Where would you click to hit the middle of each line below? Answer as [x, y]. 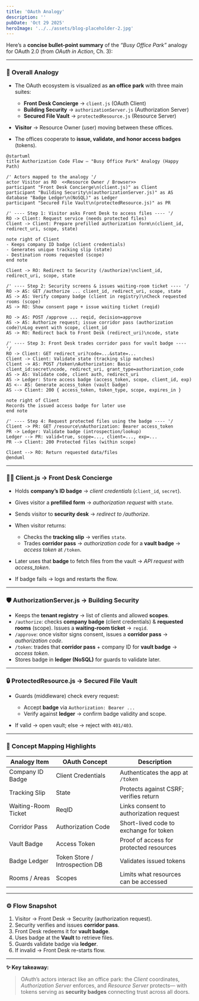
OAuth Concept [85, 762]
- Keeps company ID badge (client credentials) [66, 244]
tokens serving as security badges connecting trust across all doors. [105, 992]
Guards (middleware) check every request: [67, 696]
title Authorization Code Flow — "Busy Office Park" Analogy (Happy [92, 161]
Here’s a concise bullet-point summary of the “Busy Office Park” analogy [97, 45]
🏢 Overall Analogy [33, 72]
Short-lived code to [147, 823]
